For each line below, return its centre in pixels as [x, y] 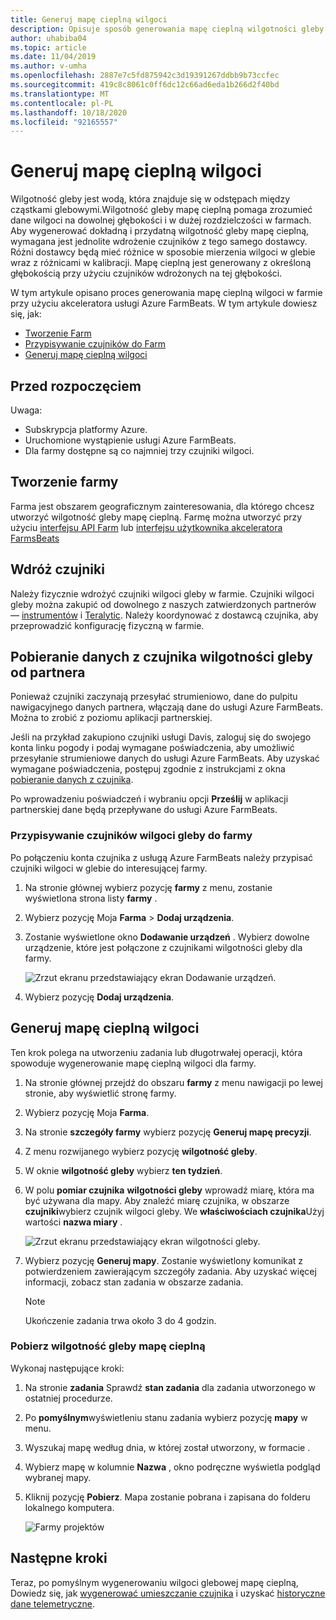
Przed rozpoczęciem [76, 386]
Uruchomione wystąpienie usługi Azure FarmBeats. [130, 440]
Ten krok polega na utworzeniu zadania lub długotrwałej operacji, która [156, 1052]
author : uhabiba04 [48, 38]
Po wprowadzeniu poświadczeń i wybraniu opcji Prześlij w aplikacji [149, 799]
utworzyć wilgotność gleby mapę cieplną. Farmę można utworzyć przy [156, 517]
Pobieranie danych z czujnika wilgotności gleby [161, 657]
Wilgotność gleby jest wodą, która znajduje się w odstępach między [150, 199]
